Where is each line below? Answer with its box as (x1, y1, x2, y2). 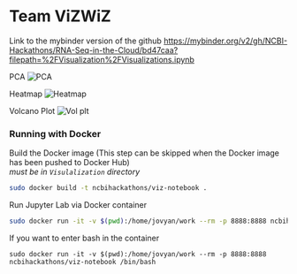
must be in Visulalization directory (9, 166, 141, 178)
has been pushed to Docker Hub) (9, 157, 130, 168)
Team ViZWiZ (9, 6, 112, 27)
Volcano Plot (9, 105, 56, 116)
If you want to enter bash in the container (9, 232, 160, 243)
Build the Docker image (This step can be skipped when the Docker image (9, 148, 280, 158)
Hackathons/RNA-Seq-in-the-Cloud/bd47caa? (9, 44, 179, 55)
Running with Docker (9, 127, 102, 140)
